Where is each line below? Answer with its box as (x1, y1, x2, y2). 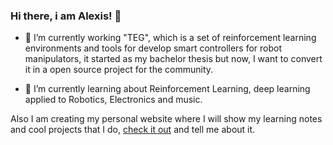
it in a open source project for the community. (24, 64, 214, 76)
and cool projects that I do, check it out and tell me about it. (10, 124, 256, 136)
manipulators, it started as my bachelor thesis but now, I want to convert (24, 53, 323, 65)
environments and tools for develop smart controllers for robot (24, 42, 283, 54)
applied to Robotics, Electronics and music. (24, 94, 203, 106)
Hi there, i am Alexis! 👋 (10, 9, 122, 23)
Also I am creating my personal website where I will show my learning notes (10, 113, 323, 125)
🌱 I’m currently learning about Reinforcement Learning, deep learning (24, 83, 311, 95)
